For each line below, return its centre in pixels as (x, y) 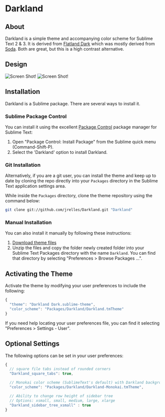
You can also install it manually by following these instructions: (68, 233)
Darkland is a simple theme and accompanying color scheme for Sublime (79, 38)
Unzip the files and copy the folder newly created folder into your (78, 248)
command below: (23, 201)
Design (16, 64)
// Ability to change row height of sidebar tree (61, 396)
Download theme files (34, 243)
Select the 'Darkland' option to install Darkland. (60, 152)
